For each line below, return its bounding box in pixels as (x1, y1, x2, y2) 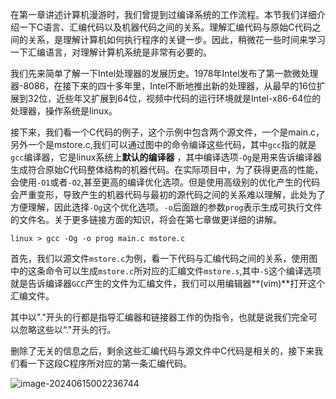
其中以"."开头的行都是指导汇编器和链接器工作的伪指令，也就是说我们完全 (10, 311, 309, 323)
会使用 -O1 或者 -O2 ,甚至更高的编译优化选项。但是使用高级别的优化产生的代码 (10, 176, 321, 188)
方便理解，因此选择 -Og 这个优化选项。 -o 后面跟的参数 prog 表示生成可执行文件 (10, 201, 323, 213)
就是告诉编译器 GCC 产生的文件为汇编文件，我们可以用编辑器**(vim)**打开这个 (10, 278, 326, 289)
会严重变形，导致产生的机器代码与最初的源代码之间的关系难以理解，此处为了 (10, 189, 326, 200)
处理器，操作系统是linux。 (10, 105, 118, 117)
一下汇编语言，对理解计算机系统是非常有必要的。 (10, 46, 212, 58)
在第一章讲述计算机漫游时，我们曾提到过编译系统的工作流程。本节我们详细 (10, 9, 317, 20)
